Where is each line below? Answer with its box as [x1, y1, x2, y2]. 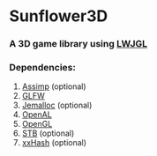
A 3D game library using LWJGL [9, 38, 148, 50]
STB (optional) [21, 128, 75, 138]
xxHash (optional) [21, 137, 86, 148]
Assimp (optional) [21, 81, 86, 92]
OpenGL [21, 119, 53, 130]
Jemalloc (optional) [21, 100, 93, 111]
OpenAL [21, 109, 53, 120]
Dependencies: [9, 62, 77, 74]
